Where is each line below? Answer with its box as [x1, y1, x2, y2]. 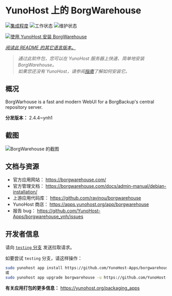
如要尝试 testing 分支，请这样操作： [5, 255, 82, 262]
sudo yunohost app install [5, 265, 63, 271]
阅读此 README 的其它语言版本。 [5, 44, 76, 50]
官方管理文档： [12, 183, 45, 189]
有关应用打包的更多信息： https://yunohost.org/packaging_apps [5, 285, 140, 291]
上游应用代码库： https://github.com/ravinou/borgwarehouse [12, 195, 141, 201]
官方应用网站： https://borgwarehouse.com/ [12, 176, 106, 183]
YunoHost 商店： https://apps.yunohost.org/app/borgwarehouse [12, 201, 149, 208]
